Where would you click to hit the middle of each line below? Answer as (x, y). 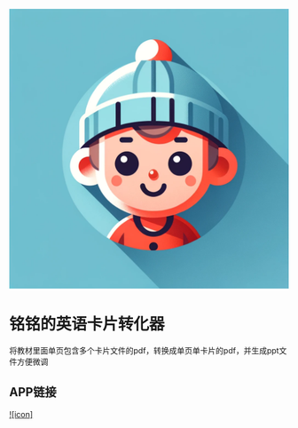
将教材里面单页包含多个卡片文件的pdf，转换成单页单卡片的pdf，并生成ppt (144, 350)
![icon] (21, 414)
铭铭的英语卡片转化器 (87, 325)
